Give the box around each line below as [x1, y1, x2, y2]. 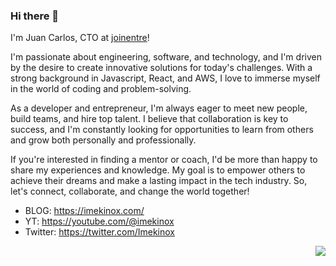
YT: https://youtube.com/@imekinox [24, 215, 175, 228]
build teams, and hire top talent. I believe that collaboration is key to [10, 113, 289, 125]
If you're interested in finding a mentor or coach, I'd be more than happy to [10, 154, 318, 166]
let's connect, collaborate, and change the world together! [10, 185, 250, 198]
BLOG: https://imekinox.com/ [24, 205, 145, 217]
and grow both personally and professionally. [10, 134, 197, 146]
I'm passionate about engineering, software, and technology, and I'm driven [10, 51, 322, 63]
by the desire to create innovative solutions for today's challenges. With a [10, 62, 313, 74]
